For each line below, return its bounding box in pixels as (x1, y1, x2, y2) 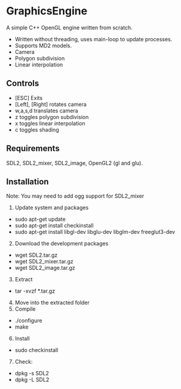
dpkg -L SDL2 (14, 376, 50, 384)
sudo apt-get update (14, 215, 66, 223)
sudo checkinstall (14, 347, 59, 354)
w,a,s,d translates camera (14, 107, 79, 114)
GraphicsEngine (6, 4, 88, 18)
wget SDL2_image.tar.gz (14, 265, 76, 272)
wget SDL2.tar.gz (14, 251, 58, 259)
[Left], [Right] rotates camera (14, 101, 87, 108)
